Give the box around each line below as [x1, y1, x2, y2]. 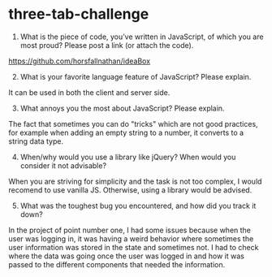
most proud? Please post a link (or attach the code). [19, 40, 194, 50]
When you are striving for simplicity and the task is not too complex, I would [8, 176, 262, 186]
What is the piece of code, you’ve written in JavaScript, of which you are [19, 32, 264, 41]
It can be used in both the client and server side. [8, 87, 171, 97]
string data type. [8, 136, 63, 146]
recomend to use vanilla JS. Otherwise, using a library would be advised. [8, 184, 253, 195]
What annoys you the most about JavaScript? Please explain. [19, 103, 225, 113]
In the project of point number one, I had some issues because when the [8, 225, 252, 235]
